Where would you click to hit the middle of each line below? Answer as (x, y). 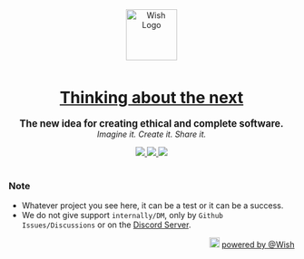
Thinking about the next (152, 98)
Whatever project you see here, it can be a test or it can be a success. (152, 206)
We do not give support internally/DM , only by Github (122, 216)
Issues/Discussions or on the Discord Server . (106, 225)
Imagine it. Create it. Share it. (152, 134)
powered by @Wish (258, 245)
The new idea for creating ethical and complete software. (152, 123)
